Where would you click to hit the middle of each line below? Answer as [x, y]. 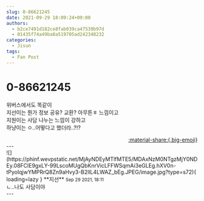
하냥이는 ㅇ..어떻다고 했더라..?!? [43, 128]
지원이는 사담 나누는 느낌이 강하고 [46, 120]
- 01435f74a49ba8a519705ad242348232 [58, 35]
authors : [17, 23]
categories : [21, 40]
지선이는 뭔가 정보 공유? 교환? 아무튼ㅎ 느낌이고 [63, 112]
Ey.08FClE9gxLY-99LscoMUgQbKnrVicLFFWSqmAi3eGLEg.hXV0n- [91, 165]
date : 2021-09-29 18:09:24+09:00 [49, 18]
